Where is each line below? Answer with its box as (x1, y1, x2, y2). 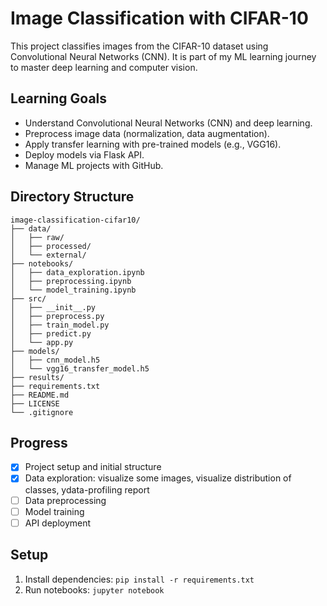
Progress (10, 434, 68, 451)
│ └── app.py (10, 337, 74, 347)
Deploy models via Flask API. (24, 148, 145, 161)
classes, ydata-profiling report (24, 483, 150, 496)
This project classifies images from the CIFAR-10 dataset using (10, 40, 269, 52)
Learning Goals (10, 90, 108, 107)
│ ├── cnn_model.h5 (10, 355, 101, 365)
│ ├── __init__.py (10, 302, 97, 312)
